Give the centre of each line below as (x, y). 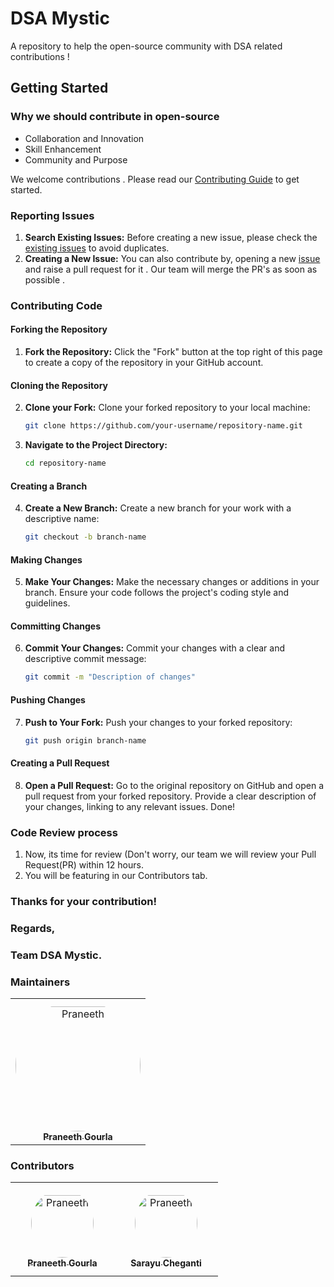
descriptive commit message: (85, 659)
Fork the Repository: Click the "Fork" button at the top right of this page (173, 352)
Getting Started (59, 88)
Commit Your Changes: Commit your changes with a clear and (155, 648)
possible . (45, 279)
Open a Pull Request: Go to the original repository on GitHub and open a (174, 785)
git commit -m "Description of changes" (110, 677)
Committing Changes (56, 626)
